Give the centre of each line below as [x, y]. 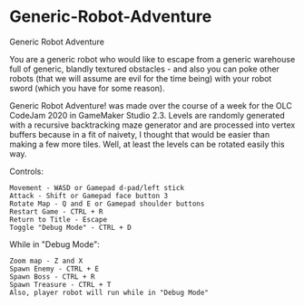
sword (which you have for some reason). [87, 88]
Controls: [26, 171]
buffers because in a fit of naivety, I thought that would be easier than [140, 134]
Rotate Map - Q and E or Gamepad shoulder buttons [107, 204]
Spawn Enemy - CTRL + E [54, 269]
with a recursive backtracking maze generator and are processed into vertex [152, 125]
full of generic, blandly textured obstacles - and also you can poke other [144, 69]
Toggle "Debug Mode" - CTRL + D [70, 227]
